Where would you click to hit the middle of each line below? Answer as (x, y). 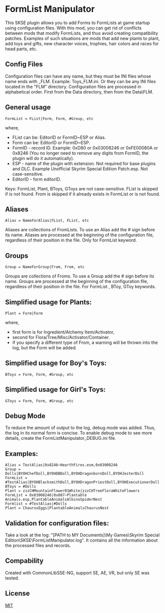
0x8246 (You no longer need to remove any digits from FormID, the (80, 153)
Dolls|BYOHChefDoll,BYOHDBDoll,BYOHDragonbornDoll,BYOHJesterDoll (75, 474)
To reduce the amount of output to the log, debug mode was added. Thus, (80, 428)
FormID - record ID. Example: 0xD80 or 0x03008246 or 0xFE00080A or (85, 148)
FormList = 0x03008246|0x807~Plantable (46, 495)
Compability (24, 561)
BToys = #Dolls (21, 487)
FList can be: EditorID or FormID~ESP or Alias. (59, 137)
